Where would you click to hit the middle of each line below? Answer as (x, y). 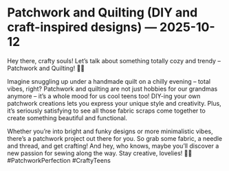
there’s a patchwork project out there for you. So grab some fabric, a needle (115, 138)
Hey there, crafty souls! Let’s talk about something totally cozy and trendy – (114, 60)
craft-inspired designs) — (82, 27)
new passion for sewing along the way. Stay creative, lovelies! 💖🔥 (100, 153)
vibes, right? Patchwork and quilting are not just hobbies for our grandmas (112, 89)
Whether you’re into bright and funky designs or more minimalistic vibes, (110, 131)
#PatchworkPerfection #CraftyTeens (59, 160)
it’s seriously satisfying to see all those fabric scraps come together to (107, 111)
